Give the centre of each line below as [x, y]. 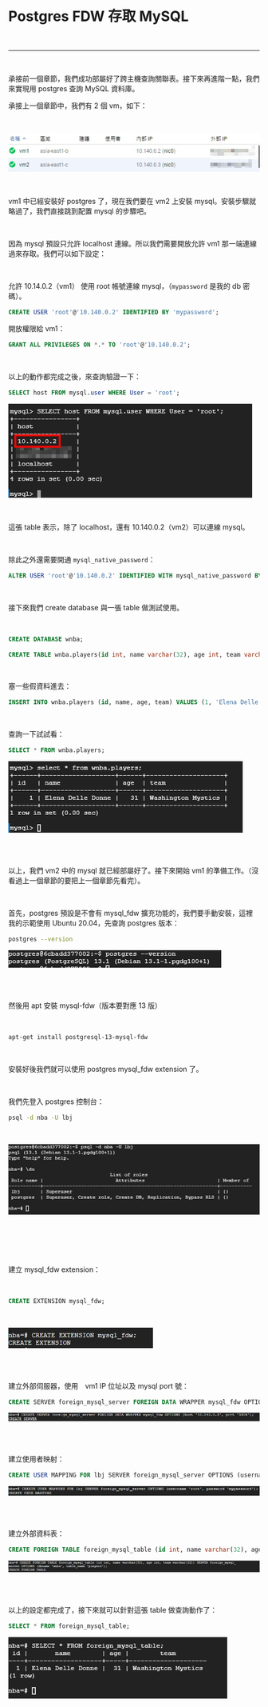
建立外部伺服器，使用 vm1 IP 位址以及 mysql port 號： [99, 1385]
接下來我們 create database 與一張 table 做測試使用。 [96, 607]
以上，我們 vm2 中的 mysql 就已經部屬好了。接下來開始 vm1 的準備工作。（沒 [134, 871]
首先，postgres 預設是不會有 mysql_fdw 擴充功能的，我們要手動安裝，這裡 [131, 913]
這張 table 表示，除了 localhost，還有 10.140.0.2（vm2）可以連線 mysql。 [129, 527]
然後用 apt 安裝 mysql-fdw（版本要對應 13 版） [85, 1005]
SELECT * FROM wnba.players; [57, 750]
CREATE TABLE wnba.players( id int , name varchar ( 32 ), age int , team [124, 654]
